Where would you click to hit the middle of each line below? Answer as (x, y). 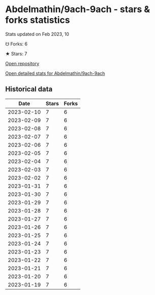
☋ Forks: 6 (16, 44)
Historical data (29, 89)
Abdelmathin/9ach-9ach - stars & (78, 9)
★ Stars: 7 (16, 54)
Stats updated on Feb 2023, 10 (37, 34)
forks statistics (37, 20)
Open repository (22, 63)
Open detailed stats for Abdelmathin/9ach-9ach (55, 73)
